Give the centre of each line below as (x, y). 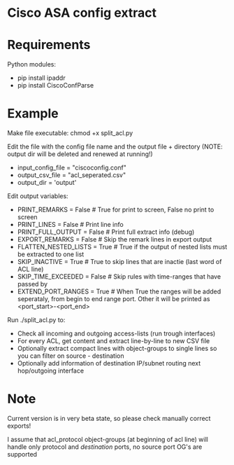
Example (33, 114)
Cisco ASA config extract (82, 13)
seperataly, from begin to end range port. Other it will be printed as (114, 299)
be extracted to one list (51, 254)
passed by (32, 284)
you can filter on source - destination (71, 356)
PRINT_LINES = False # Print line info (70, 225)
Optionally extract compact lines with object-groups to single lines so (117, 349)
